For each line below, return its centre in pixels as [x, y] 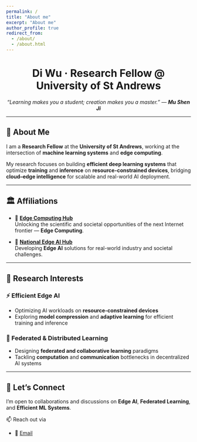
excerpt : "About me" [31, 22]
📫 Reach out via [26, 420]
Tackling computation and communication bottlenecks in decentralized [102, 357]
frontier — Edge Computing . [49, 231]
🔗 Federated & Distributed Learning [57, 338]
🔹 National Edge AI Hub [43, 242]
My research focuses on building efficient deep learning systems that [91, 164]
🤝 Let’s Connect [35, 387]
